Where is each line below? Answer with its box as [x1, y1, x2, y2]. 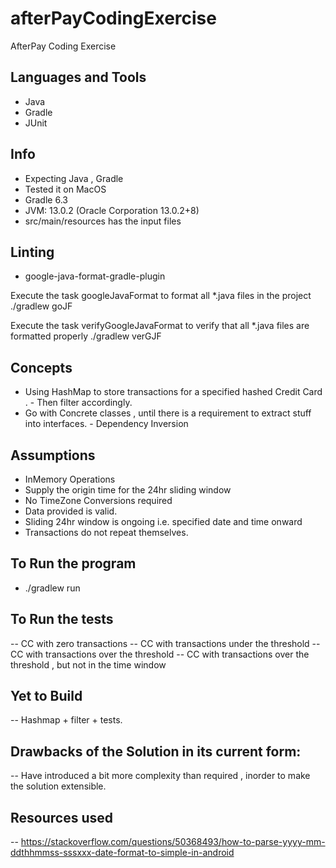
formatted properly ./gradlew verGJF [10, 330, 162, 342]
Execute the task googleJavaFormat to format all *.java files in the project [10, 290, 312, 302]
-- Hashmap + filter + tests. [10, 714, 123, 726]
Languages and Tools [10, 69, 147, 86]
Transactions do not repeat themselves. [24, 527, 189, 538]
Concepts [10, 359, 73, 376]
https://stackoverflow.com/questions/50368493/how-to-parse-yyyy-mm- [20, 836, 326, 848]
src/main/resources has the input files [24, 215, 182, 227]
